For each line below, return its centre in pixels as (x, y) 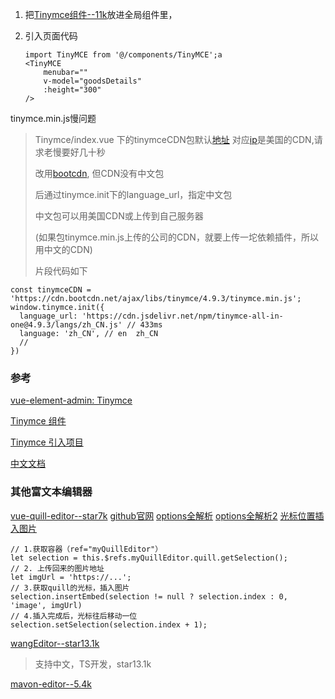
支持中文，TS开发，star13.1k (93, 664)
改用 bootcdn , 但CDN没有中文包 (99, 173)
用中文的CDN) (63, 249)
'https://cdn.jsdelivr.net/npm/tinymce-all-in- (182, 316)
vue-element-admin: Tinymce (71, 400)
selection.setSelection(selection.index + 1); (109, 624)
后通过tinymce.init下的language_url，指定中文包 (133, 194)
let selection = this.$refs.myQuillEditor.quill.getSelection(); (149, 558)
